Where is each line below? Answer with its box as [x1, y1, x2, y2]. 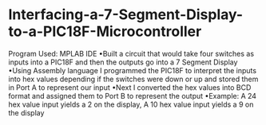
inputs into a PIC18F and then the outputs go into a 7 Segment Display [8, 57, 238, 67]
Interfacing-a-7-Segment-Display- [8, 6, 244, 24]
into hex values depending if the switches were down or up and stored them [8, 74, 259, 84]
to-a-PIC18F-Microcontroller [8, 22, 202, 41]
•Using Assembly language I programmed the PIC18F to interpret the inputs [8, 65, 257, 75]
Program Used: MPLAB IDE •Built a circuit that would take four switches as [8, 49, 254, 58]
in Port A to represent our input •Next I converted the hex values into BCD [8, 82, 252, 92]
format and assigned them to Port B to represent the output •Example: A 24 [8, 91, 257, 100]
